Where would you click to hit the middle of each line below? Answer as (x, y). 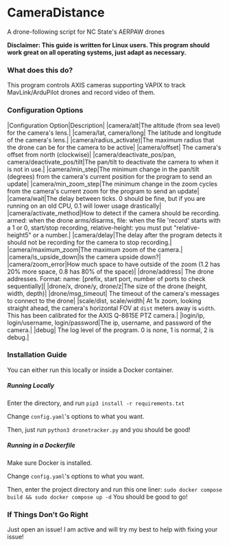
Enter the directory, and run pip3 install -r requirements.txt (96, 403)
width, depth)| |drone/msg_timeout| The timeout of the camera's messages (113, 293)
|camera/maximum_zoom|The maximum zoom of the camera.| (95, 250)
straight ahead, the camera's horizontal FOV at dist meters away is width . (111, 308)
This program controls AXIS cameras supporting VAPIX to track (97, 85)
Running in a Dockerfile (41, 446)
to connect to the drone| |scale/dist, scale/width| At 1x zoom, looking (104, 301)
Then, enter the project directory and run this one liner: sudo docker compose (115, 489)
